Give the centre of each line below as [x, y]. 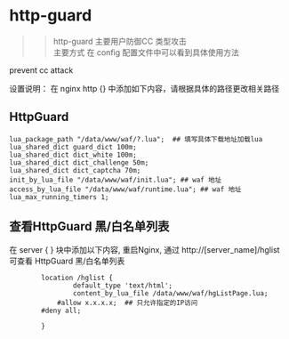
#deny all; [61, 311]
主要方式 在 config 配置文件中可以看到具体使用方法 [146, 52]
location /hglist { [77, 278]
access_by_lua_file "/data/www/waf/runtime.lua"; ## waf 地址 [125, 189]
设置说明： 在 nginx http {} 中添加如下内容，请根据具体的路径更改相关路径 [144, 88]
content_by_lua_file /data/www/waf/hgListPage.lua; [170, 293]
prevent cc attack [41, 70]
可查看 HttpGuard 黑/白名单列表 [67, 261]
